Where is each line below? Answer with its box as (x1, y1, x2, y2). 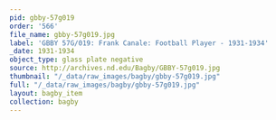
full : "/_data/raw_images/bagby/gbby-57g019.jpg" (9, 80, 201, 89)
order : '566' (9, 22, 59, 31)
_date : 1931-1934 (9, 47, 75, 56)
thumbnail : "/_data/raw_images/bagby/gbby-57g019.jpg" (9, 72, 221, 81)
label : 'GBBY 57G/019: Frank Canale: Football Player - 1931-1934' (9, 38, 270, 48)
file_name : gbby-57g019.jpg (9, 30, 116, 39)
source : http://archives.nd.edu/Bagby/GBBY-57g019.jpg (9, 64, 221, 73)
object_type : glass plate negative (9, 55, 144, 64)
